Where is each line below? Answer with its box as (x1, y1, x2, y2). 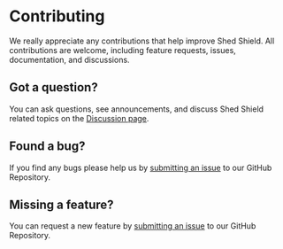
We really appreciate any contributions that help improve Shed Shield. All (9, 35, 275, 46)
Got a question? (9, 80, 99, 95)
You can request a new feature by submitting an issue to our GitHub (9, 221, 256, 231)
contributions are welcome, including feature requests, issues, (9, 44, 236, 55)
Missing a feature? (9, 197, 114, 212)
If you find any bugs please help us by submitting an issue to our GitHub (9, 162, 272, 173)
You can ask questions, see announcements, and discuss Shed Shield (9, 104, 264, 114)
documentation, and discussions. (9, 54, 130, 65)
